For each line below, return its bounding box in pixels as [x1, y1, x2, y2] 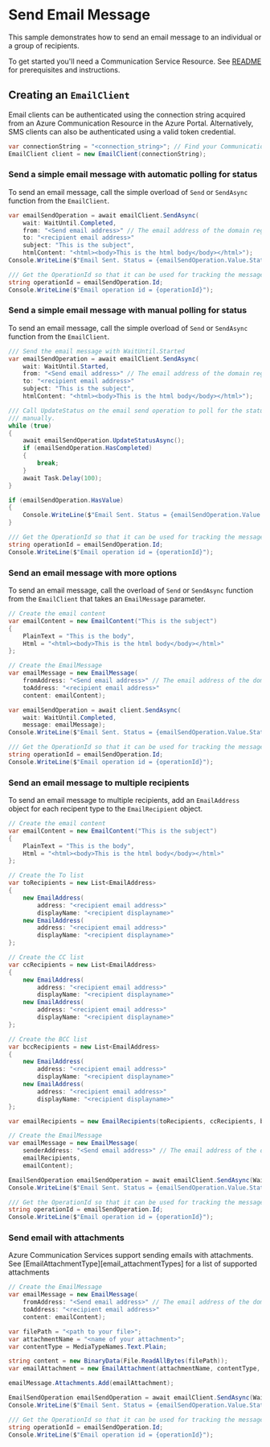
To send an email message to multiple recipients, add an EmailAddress [8, 796, 240, 805]
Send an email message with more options [8, 567, 178, 578]
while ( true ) [8, 421, 52, 430]
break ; [37, 459, 59, 468]
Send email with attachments [8, 1232, 125, 1243]
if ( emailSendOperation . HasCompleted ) [22, 444, 153, 453]
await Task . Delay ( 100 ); [22, 473, 103, 482]
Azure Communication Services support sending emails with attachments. [8, 1251, 254, 1260]
